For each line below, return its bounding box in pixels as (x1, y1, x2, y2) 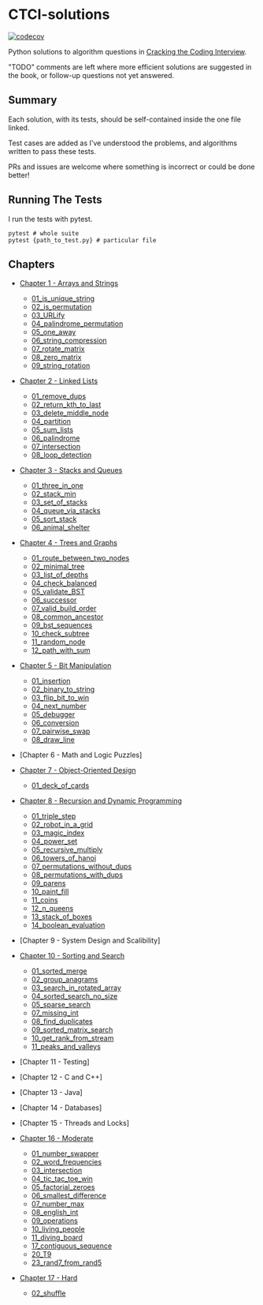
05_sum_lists (31, 425, 73, 435)
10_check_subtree (31, 629, 90, 639)
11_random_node (31, 637, 86, 647)
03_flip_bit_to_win (31, 693, 90, 703)
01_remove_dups (31, 392, 87, 401)
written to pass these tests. (8, 146, 97, 156)
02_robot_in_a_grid (31, 819, 93, 830)
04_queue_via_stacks (31, 506, 101, 516)
